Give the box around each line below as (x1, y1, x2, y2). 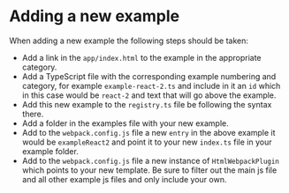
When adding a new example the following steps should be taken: (9, 35, 249, 46)
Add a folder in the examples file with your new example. (21, 117, 229, 129)
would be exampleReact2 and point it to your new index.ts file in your (21, 137, 272, 147)
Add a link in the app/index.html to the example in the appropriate (21, 52, 262, 63)
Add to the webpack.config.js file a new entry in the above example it (21, 127, 276, 137)
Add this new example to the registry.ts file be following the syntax (21, 99, 272, 109)
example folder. (21, 145, 80, 156)
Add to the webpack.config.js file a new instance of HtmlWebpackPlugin (21, 155, 280, 166)
